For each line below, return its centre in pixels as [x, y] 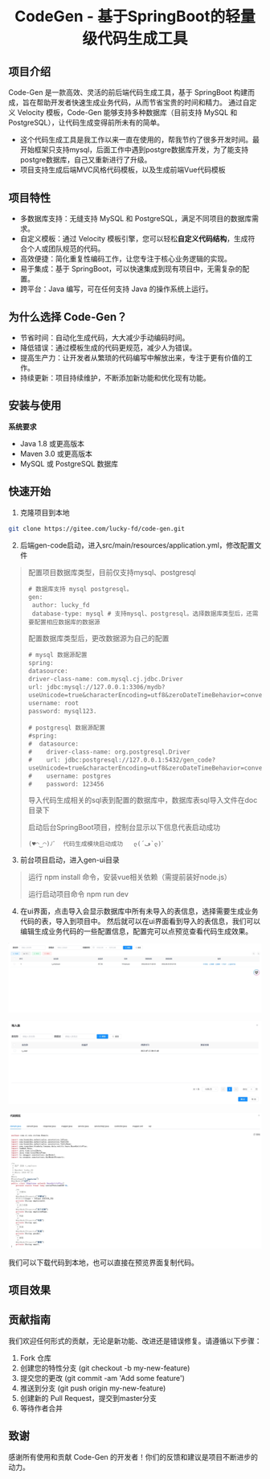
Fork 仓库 [36, 1358]
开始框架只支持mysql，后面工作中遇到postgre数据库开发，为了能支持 [134, 150]
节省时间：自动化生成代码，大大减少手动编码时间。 [104, 338]
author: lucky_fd [61, 605]
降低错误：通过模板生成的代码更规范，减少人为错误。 [108, 348]
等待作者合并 [41, 1408]
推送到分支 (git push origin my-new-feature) [93, 1388]
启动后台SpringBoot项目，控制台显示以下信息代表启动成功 [124, 827]
